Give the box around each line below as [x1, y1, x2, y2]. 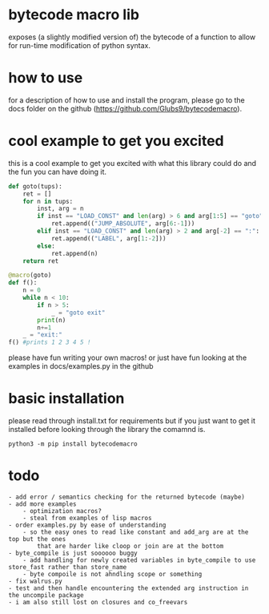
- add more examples [8, 500, 78, 508]
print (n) [37, 316, 66, 324]
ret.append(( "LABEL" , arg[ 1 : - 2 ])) [50, 234, 167, 242]
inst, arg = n [37, 204, 84, 213]
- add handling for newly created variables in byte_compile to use [22, 556, 256, 564]
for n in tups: [22, 197, 74, 205]
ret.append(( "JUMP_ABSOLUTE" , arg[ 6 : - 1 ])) [50, 220, 195, 228]
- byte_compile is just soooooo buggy [8, 549, 138, 558]
